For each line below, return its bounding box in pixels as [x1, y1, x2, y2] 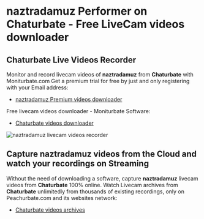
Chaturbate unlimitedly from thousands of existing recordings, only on [6, 188, 185, 195]
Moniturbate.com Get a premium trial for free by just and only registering [6, 78, 190, 84]
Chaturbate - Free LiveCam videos [6, 17, 185, 31]
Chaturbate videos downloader [15, 119, 94, 127]
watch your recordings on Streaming [6, 158, 149, 169]
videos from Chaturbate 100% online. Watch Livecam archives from [6, 181, 179, 188]
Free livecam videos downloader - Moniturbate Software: [6, 108, 151, 114]
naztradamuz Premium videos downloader [15, 96, 123, 103]
